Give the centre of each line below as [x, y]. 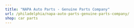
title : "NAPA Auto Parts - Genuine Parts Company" [57, 9]
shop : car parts [21, 18]
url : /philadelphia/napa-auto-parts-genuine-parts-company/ [67, 14]
